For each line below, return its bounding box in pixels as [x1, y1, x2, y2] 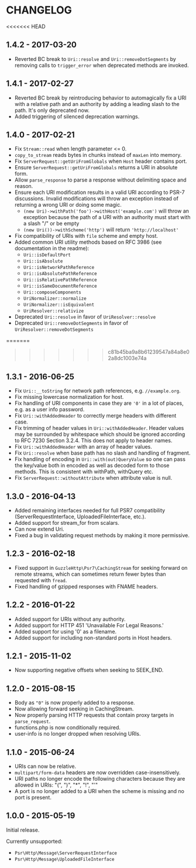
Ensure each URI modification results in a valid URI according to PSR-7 [14, 189, 185, 196]
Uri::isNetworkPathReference [23, 265, 95, 271]
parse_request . [14, 718, 51, 725]
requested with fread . [14, 576, 67, 583]
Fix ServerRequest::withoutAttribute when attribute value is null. [14, 474, 173, 481]
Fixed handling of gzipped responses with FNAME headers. [14, 583, 158, 590]
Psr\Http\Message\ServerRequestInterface [14, 850, 117, 856]
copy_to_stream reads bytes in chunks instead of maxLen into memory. [14, 152, 182, 159]
